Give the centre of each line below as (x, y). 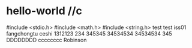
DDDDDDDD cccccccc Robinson (46, 40)
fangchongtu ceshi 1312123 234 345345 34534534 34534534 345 (89, 33)
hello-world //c (44, 11)
